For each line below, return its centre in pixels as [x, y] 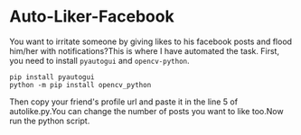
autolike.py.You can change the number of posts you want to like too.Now [146, 111]
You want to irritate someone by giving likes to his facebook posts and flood [150, 41]
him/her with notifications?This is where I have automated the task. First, [145, 50]
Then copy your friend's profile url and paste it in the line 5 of [123, 102]
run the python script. [50, 121]
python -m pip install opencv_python [80, 85]
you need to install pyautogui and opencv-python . [99, 60]
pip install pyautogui [52, 77]
